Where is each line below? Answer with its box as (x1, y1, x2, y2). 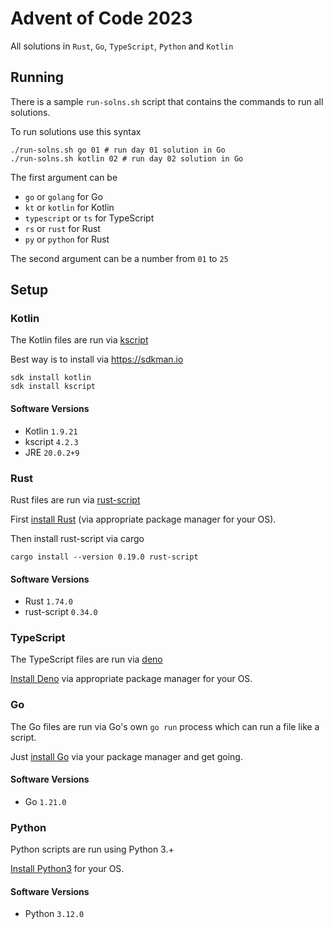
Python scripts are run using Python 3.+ (10, 843, 175, 856)
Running (10, 69, 65, 86)
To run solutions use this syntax (10, 125, 142, 137)
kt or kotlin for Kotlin (24, 201, 115, 213)
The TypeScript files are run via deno (10, 653, 163, 666)
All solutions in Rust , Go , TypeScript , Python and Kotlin (10, 40, 234, 52)
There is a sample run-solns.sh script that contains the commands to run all (10, 95, 324, 107)
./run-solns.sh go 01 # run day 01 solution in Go (10, 145, 226, 155)
